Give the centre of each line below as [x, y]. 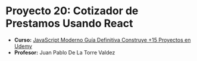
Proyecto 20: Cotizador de [72, 11]
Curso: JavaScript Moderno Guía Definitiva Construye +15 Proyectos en [102, 40]
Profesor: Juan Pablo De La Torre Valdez [65, 52]
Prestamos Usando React [69, 23]
